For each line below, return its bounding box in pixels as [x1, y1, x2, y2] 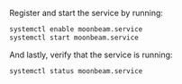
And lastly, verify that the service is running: [9, 49, 173, 60]
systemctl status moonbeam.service [9, 66, 143, 75]
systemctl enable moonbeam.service [9, 25, 143, 34]
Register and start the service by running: [9, 8, 164, 18]
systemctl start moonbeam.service [9, 33, 140, 42]
